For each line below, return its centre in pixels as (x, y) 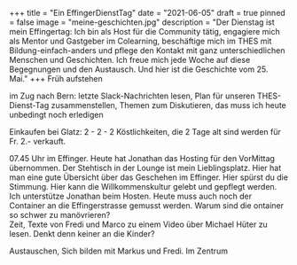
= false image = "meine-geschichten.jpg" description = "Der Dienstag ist (142, 22)
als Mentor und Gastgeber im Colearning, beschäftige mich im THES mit (141, 41)
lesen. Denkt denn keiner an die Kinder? (82, 234)
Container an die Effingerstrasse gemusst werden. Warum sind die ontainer (147, 206)
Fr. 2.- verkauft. (38, 141)
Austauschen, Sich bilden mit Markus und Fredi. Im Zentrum (119, 251)
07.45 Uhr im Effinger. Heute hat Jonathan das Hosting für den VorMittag (142, 158)
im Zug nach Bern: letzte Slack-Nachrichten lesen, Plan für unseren (132, 96)
